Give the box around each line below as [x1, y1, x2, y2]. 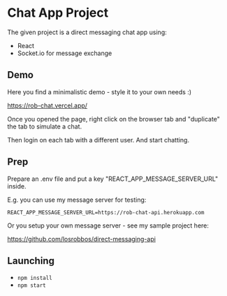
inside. [7, 182, 27, 190]
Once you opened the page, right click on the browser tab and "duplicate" [7, 114, 220, 123]
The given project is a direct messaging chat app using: [7, 28, 168, 36]
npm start [17, 282, 47, 289]
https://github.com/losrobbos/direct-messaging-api [7, 235, 156, 243]
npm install [17, 274, 52, 282]
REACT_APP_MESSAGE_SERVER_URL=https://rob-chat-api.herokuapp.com [7, 209, 205, 216]
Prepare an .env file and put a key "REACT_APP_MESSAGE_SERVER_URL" [7, 175, 219, 183]
